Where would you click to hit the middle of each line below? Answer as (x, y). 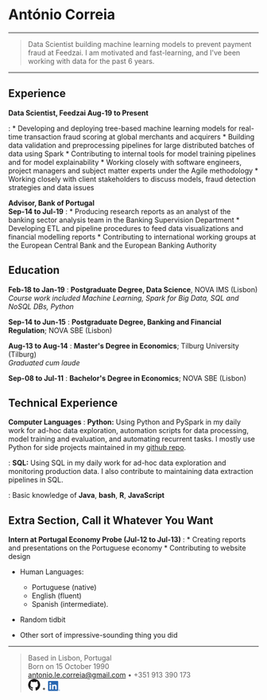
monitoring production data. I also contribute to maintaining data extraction (131, 471)
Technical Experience (63, 403)
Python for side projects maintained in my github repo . (97, 448)
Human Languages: (52, 572)
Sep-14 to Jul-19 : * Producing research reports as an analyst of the (120, 211)
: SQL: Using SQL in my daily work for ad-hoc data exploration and (117, 463)
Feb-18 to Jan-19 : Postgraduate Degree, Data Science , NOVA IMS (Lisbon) (133, 289)
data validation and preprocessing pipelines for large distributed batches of (132, 145)
